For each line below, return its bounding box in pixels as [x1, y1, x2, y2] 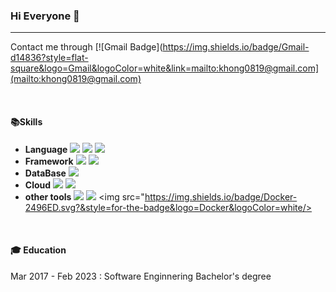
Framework [24, 155, 74, 167]
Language [24, 143, 68, 155]
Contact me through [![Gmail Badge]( [10, 41, 163, 53]
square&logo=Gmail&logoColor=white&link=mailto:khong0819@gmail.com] [10, 62, 320, 74]
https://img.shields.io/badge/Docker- [144, 190, 298, 203]
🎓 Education [10, 244, 67, 256]
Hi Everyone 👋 [10, 9, 80, 23]
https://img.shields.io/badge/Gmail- [162, 41, 310, 53]
